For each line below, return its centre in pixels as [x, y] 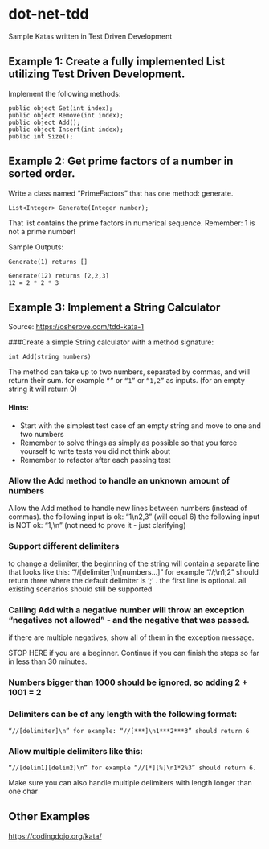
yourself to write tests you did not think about [95, 451]
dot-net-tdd [49, 14]
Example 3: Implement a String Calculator [114, 307]
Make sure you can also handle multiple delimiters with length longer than [130, 782]
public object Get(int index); [61, 108]
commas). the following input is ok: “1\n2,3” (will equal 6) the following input [134, 517]
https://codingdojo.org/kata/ [55, 836]
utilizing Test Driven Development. [97, 74]
